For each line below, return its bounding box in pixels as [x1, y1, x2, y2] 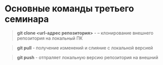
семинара [4, 13, 49, 25]
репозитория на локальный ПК [16, 35, 83, 41]
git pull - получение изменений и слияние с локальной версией [16, 45, 153, 51]
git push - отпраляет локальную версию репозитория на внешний [16, 54, 159, 60]
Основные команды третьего [4, 3, 134, 14]
